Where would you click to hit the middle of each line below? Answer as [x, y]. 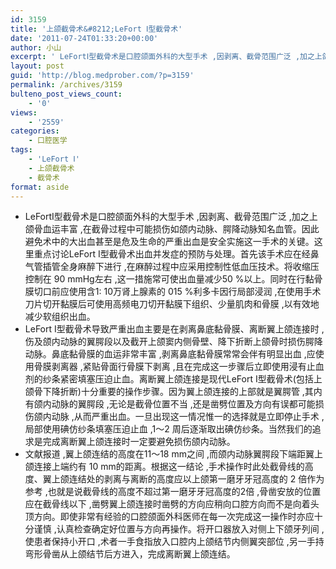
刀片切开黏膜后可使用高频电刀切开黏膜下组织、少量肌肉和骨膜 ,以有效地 [172, 304]
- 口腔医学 [48, 141]
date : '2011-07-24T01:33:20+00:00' [84, 38]
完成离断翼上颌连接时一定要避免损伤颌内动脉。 [139, 442]
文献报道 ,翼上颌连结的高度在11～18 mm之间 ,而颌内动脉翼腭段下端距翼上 [173, 454]
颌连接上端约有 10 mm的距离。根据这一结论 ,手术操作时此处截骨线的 [164, 467]
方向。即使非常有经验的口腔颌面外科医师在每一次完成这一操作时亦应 [174, 517]
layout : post [37, 66]
